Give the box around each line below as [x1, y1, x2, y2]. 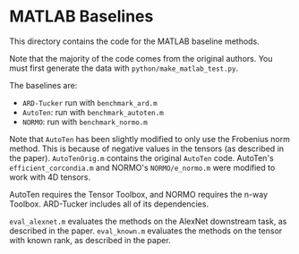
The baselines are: [9, 80, 78, 90]
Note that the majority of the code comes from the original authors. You [9, 53, 273, 63]
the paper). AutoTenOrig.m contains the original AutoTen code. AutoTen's [9, 152, 275, 163]
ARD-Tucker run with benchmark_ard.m [21, 97, 158, 108]
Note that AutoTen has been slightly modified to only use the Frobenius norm [9, 133, 291, 144]
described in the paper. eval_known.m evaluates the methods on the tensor [9, 225, 283, 236]
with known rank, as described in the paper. [9, 234, 172, 245]
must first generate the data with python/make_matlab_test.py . [9, 63, 239, 73]
